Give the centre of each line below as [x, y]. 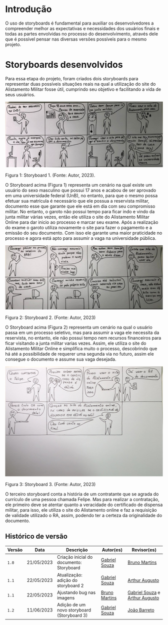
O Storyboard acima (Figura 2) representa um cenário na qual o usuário [79, 328]
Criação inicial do [75, 557]
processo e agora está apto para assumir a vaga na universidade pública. [81, 238]
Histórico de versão [36, 536]
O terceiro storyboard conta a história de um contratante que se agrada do [82, 494]
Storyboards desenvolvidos [64, 65]
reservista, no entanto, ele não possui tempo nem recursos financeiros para [83, 338]
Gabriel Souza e [144, 592]
